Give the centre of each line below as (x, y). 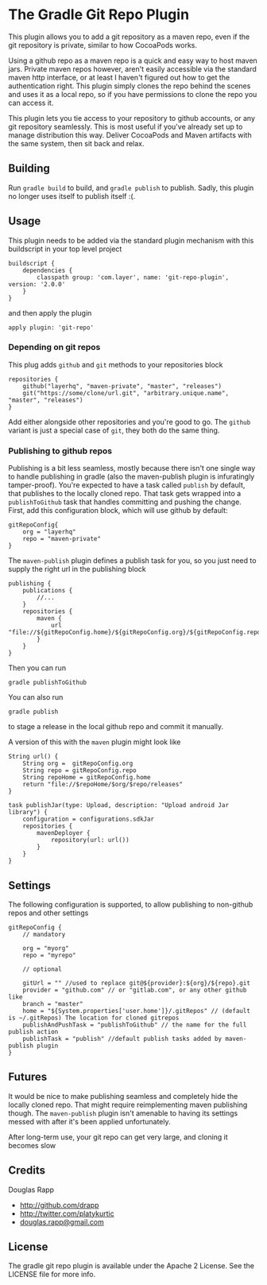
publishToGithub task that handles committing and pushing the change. (125, 502)
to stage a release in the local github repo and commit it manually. (116, 727)
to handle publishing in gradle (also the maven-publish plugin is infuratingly (132, 477)
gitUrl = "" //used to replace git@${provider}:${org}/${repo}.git (136, 983)
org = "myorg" (46, 948)
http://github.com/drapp (59, 1205)
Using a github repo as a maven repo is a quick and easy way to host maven (133, 60)
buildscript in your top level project (65, 249)
